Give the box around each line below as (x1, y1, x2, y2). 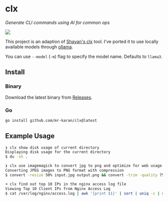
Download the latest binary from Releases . (5, 94, 92, 100)
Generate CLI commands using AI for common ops (5, 19, 110, 25)
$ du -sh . (5, 154, 28, 160)
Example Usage (5, 132, 55, 140)
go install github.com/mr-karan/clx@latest (5, 118, 97, 123)
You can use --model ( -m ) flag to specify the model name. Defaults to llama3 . (5, 53, 162, 59)
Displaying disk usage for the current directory (5, 150, 111, 155)
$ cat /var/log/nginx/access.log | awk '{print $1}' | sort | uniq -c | (5, 191, 160, 196)
